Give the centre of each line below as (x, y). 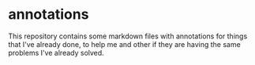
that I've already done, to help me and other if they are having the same (124, 44)
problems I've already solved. (56, 52)
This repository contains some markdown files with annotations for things (128, 36)
